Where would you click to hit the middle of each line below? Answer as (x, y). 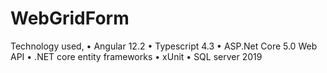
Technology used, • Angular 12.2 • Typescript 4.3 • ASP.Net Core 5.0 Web (164, 46)
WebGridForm (70, 18)
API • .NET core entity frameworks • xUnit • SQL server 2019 (136, 56)
